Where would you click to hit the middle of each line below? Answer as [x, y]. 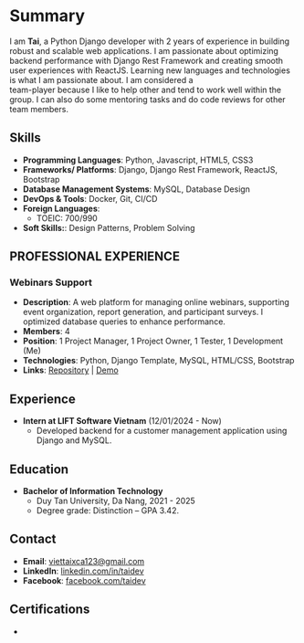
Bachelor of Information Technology [93, 491]
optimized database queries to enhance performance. [124, 321]
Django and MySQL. [74, 440]
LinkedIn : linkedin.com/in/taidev [83, 571]
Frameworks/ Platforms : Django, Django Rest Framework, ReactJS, [150, 169]
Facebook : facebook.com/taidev [84, 580]
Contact [33, 539]
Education [39, 469]
